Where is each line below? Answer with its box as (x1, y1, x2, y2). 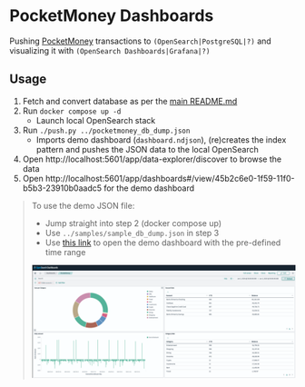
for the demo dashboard (103, 183, 195, 193)
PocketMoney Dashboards (9, 5, 214, 26)
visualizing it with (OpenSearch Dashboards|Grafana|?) (9, 45, 211, 55)
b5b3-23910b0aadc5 (22, 183, 103, 193)
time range (44, 246, 86, 257)
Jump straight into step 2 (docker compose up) (44, 217, 222, 228)
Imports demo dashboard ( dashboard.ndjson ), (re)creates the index (35, 134, 287, 145)
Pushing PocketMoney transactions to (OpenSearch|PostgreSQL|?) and (9, 35, 272, 46)
